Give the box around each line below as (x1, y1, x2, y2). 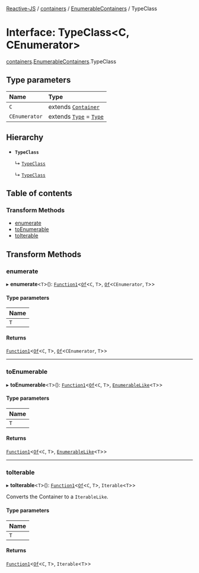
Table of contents (6, 188, 72, 198)
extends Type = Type (48, 112, 104, 120)
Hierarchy (6, 133, 44, 143)
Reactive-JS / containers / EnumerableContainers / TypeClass (6, 5, 158, 12)
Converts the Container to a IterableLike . (6, 493, 108, 500)
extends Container (48, 103, 100, 111)
